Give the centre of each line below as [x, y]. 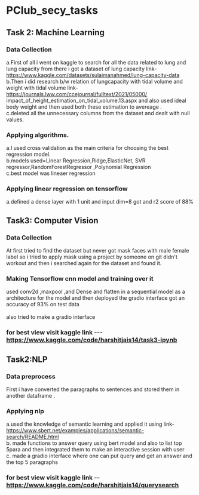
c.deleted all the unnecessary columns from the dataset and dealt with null [98, 113]
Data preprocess [31, 376]
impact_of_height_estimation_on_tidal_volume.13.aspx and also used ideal [96, 100]
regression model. [28, 154]
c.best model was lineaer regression [51, 173]
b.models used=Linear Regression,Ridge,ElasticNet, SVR [76, 161]
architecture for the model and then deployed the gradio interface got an [96, 298]
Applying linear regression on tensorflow [67, 189]
